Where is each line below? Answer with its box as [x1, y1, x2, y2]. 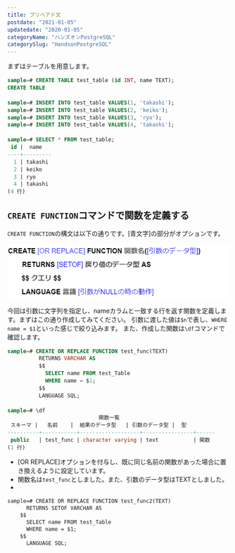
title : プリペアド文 [7, 11, 61, 18]
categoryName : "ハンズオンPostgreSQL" [7, 34, 116, 41]
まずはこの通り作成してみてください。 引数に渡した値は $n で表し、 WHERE [18, 315, 227, 323]
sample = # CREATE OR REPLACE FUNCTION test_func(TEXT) [7, 348, 169, 355]
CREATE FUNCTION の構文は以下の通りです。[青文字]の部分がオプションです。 [7, 229, 224, 238]
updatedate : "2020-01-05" [7, 26, 83, 33]
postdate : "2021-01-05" [7, 18, 77, 26]
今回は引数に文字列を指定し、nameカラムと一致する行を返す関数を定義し [7, 306, 221, 315]
